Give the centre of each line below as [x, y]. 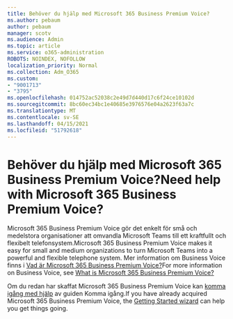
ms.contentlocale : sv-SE [43, 117]
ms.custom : [23, 78]
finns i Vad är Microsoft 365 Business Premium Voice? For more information [115, 265]
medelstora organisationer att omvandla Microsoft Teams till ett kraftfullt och [117, 236]
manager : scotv [29, 33]
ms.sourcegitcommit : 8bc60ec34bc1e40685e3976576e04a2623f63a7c [101, 104]
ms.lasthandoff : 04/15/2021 [48, 124]
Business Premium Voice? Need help [114, 179]
